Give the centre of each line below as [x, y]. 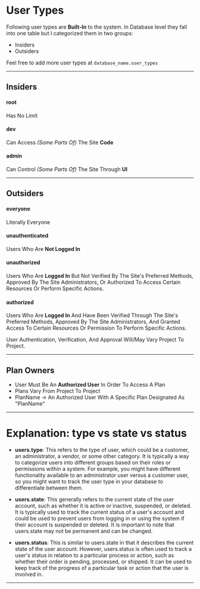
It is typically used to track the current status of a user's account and [99, 512]
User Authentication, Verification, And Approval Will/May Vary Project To [95, 340]
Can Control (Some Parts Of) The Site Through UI [67, 169]
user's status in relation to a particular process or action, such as [94, 555]
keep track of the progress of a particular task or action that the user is [101, 568]
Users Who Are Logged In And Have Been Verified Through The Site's [92, 315]
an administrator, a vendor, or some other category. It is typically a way [102, 456]
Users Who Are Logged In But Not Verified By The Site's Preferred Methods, [100, 275]
